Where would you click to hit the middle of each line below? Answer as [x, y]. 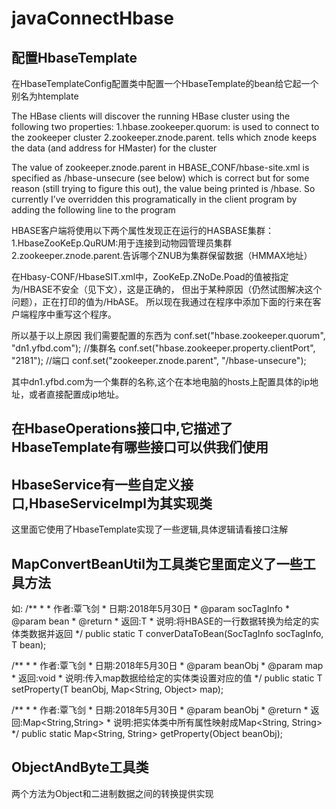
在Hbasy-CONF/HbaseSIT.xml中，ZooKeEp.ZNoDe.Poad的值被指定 [150, 276]
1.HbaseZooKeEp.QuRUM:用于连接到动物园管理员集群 [122, 243]
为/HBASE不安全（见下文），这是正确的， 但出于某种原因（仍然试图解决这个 [167, 289]
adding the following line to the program [93, 210]
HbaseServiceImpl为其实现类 [121, 503]
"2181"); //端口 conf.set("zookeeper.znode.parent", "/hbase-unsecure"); [159, 360]
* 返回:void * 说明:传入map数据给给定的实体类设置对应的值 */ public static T [167, 678]
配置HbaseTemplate [74, 57]
